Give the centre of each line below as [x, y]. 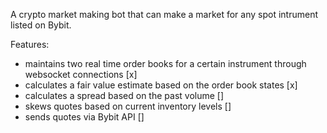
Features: [30, 44]
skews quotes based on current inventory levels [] [128, 106]
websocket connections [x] [81, 74]
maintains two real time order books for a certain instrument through [165, 63]
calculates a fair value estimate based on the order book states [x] [161, 85]
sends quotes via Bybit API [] [84, 117]
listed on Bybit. [41, 25]
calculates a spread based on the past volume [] [124, 95]
